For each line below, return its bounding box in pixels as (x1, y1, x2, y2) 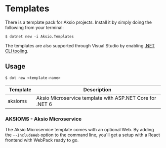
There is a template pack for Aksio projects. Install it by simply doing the (5, 19, 152, 25)
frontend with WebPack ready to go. (5, 137, 79, 143)
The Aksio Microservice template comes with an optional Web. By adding (5, 127, 154, 133)
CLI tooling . (5, 48, 29, 54)
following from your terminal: (5, 24, 64, 30)
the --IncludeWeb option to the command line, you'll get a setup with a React (5, 132, 160, 138)
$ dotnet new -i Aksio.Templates (5, 34, 74, 39)
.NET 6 (36, 101, 52, 108)
